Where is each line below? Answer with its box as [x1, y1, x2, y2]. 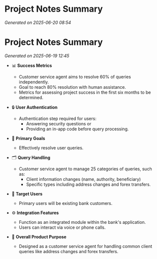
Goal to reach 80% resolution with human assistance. [18, 84, 126, 90]
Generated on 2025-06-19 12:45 [4, 53, 70, 59]
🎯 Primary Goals [11, 135, 46, 141]
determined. [18, 94, 44, 100]
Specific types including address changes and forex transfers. [26, 181, 151, 187]
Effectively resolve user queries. [18, 145, 84, 151]
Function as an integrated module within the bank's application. [18, 219, 146, 225]
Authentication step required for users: [18, 116, 97, 121]
